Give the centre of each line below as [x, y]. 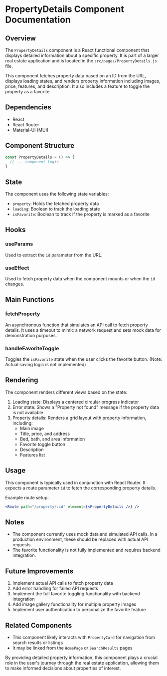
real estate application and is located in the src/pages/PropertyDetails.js [81, 61]
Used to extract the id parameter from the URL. [54, 255]
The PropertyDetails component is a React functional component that [77, 50]
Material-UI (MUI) [30, 130]
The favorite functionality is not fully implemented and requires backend [86, 550]
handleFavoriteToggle [32, 348]
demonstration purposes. [31, 335]
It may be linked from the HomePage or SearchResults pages [73, 648]
